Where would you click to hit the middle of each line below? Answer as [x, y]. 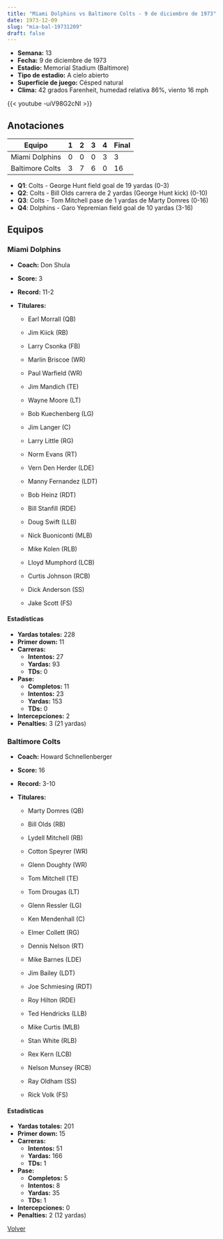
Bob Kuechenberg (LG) [61, 413]
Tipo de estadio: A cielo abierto [63, 75]
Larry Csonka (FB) [54, 346]
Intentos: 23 [46, 693]
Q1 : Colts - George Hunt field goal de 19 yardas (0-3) [93, 186]
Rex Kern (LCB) [49, 1054]
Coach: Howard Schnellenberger [65, 757]
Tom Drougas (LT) [54, 892]
